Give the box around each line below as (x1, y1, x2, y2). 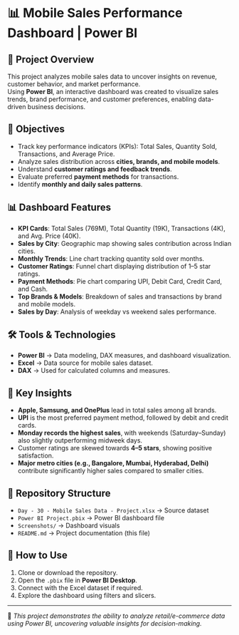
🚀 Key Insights (7, 387, 73, 399)
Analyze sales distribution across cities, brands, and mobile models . (17, 157, 221, 165)
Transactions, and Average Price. (17, 150, 115, 158)
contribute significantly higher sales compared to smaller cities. (17, 467, 204, 475)
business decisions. (27, 103, 86, 110)
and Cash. (17, 284, 48, 293)
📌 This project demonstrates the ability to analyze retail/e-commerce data (7, 611, 225, 620)
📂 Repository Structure (7, 487, 111, 499)
